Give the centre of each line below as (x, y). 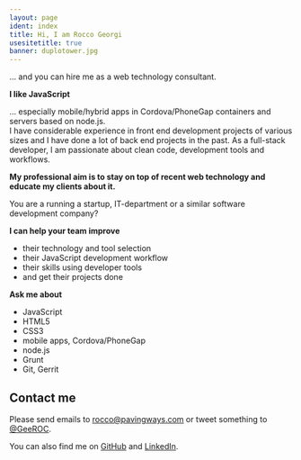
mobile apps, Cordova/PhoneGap (84, 341)
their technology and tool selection (87, 248)
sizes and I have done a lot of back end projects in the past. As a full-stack (147, 140)
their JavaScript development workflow (95, 258)
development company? (54, 213)
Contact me (43, 397)
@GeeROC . (31, 428)
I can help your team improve (65, 231)
